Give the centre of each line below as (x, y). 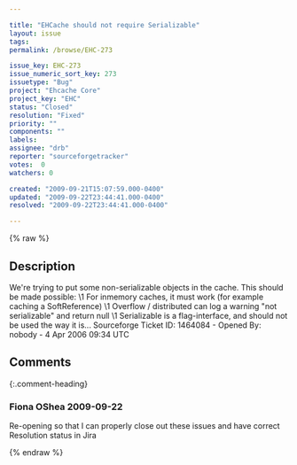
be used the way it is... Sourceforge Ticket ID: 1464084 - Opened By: (135, 325)
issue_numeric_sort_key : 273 (63, 74)
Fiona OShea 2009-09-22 (66, 407)
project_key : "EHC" (45, 98)
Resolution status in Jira (53, 436)
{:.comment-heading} (49, 384)
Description (42, 266)
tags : (19, 42)
